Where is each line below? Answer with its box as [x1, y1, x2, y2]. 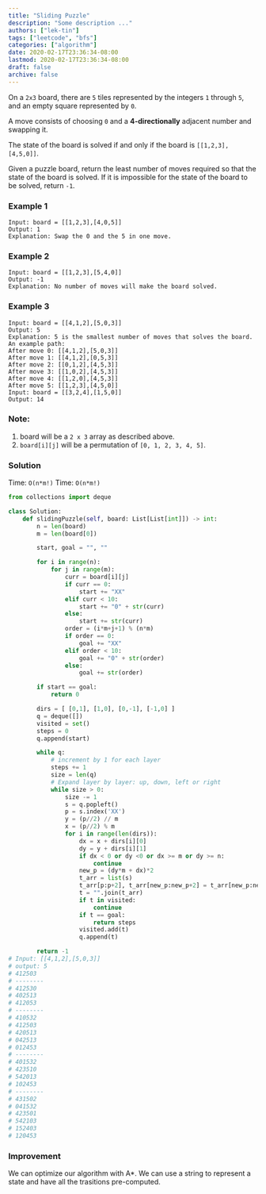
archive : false [8, 71, 59, 79]
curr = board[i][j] [64, 573, 129, 582]
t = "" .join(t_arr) [78, 889, 144, 897]
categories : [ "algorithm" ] [8, 41, 97, 49]
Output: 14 [8, 395, 44, 403]
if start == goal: [36, 683, 97, 691]
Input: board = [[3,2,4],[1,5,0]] [8, 388, 123, 397]
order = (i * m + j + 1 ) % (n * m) [64, 624, 154, 633]
